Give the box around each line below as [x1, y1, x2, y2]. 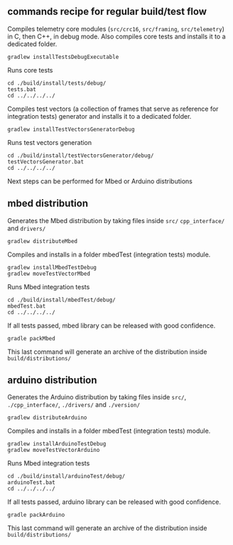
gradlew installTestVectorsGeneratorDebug [7, 126, 135, 133]
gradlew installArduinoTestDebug [7, 441, 107, 448]
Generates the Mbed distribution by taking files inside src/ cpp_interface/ [7, 216, 225, 225]
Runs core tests [7, 65, 53, 74]
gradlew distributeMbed [7, 237, 78, 244]
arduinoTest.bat [7, 479, 55, 486]
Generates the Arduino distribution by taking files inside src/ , [7, 393, 187, 401]
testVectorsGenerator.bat [7, 158, 84, 166]
